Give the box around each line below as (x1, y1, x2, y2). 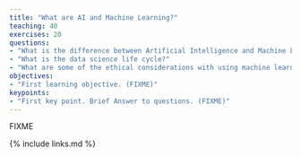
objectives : (9, 72, 54, 81)
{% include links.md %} (9, 138, 97, 149)
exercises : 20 (9, 30, 63, 39)
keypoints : (9, 88, 50, 97)
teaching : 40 (9, 22, 58, 31)
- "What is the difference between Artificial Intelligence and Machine (9, 47, 287, 56)
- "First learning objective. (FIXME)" (9, 80, 159, 89)
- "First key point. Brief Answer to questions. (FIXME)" (9, 96, 230, 106)
